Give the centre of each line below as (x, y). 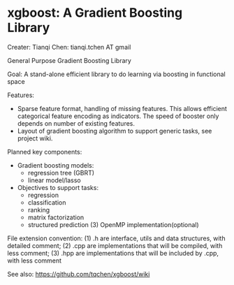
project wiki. (35, 138)
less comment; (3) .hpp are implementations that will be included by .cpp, (113, 253)
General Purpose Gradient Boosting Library (69, 60)
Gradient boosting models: (56, 165)
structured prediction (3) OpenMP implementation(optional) (113, 224)
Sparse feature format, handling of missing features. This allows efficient (122, 108)
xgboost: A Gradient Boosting (95, 13)
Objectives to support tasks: (58, 187)
